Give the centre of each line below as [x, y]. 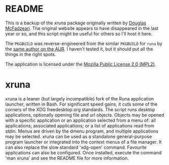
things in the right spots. [31, 54]
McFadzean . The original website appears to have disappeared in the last [82, 28]
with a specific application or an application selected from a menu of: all [80, 120]
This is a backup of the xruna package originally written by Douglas [76, 23]
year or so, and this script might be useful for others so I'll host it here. [79, 34]
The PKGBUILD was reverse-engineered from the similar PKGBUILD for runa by [84, 43]
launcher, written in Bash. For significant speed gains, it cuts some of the [81, 104]
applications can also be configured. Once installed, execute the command [83, 152]
